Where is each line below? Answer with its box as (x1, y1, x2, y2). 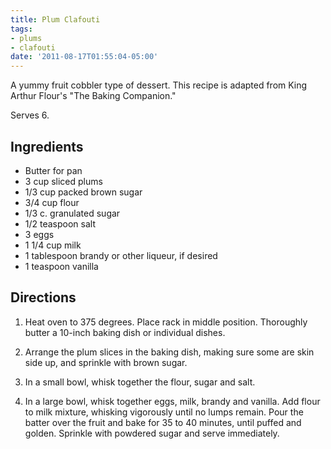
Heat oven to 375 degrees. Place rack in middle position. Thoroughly (24, 316, 308, 328)
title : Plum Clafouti (10, 14, 101, 25)
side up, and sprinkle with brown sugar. (24, 356, 188, 368)
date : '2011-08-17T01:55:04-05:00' (10, 52, 159, 62)
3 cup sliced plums (24, 175, 103, 187)
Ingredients (10, 138, 84, 155)
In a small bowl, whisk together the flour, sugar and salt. (24, 376, 256, 388)
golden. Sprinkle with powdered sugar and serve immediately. (24, 427, 280, 439)
